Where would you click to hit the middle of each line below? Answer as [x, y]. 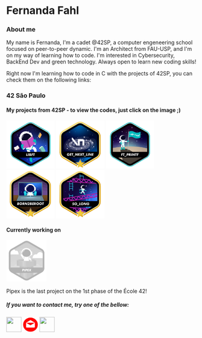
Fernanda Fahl [43, 11]
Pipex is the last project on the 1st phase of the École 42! [77, 291]
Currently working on [34, 230]
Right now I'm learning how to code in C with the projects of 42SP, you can [99, 74]
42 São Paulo [26, 96]
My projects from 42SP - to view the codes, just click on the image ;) [93, 110]
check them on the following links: [49, 80]
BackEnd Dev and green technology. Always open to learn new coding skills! [101, 62]
